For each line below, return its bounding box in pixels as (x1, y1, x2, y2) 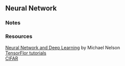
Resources (5, 33, 33, 40)
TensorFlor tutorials (5, 50, 47, 56)
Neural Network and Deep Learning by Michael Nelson (5, 44, 120, 50)
